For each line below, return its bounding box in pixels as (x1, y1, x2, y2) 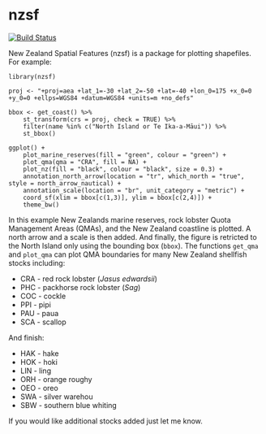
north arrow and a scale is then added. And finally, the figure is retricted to (8, 232, 257, 241)
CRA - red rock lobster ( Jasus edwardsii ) (19, 274, 158, 284)
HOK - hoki (19, 357, 58, 367)
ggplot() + (8, 144, 45, 152)
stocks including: (8, 258, 66, 267)
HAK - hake (19, 348, 59, 358)
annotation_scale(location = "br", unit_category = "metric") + (23, 186, 245, 194)
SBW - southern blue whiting (19, 400, 118, 410)
